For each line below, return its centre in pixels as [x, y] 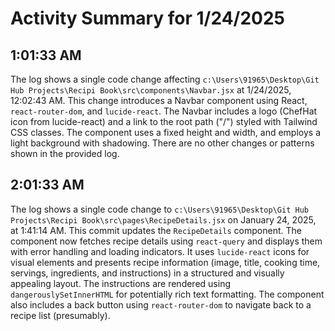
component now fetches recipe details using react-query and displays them [166, 241]
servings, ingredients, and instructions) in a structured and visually [147, 273]
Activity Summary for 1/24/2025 [148, 18]
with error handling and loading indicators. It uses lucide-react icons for [160, 251]
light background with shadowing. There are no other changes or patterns [162, 143]
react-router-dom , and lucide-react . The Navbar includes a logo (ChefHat [164, 111]
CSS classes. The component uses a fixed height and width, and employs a [165, 132]
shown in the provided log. [65, 153]
